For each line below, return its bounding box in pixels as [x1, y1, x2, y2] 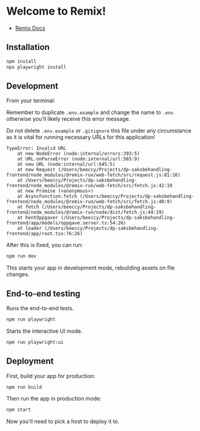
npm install [6, 58, 36, 65]
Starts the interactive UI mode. [6, 327, 83, 335]
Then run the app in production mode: [6, 395, 102, 402]
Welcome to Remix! [6, 4, 106, 18]
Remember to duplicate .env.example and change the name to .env [6, 109, 174, 116]
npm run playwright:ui [6, 339, 64, 345]
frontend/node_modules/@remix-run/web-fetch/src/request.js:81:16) [6, 172, 181, 178]
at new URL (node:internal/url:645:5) [17, 162, 116, 168]
